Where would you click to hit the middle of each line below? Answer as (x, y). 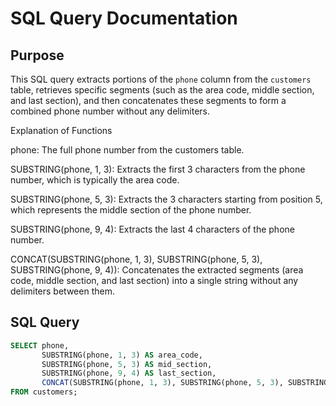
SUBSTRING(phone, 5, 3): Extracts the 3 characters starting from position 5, (166, 199)
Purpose (37, 55)
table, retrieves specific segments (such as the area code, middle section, (162, 90)
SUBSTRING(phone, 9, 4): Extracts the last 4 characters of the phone (152, 229)
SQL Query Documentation (124, 18)
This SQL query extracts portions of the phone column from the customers (161, 79)
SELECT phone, (40, 345)
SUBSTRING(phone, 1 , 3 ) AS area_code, (122, 355)
